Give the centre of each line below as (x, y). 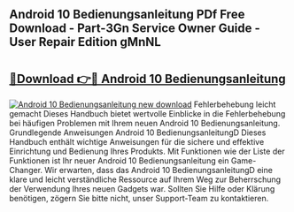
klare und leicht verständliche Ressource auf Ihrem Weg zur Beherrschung (145, 179)
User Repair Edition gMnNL (85, 42)
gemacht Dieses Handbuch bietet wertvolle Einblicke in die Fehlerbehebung (147, 114)
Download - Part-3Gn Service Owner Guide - (135, 29)
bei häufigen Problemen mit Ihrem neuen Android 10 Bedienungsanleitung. (145, 123)
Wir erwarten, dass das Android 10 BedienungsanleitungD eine (158, 170)
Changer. (26, 170)
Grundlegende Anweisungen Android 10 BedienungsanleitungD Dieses (138, 132)
